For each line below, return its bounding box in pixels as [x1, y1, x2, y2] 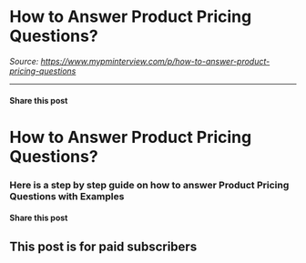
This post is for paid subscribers [9, 238, 198, 254]
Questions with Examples [9, 189, 125, 202]
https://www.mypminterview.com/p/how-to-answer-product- [40, 56, 270, 66]
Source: [9, 56, 39, 66]
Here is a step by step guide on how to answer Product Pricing [9, 178, 290, 191]
